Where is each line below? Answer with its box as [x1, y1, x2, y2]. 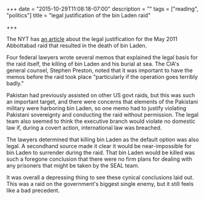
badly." [6, 80, 25, 87]
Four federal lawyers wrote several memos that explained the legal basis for [6, 54, 198, 61]
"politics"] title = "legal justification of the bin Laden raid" [6, 12, 151, 19]
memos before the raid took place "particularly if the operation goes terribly [6, 73, 198, 80]
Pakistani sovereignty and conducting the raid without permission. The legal [6, 111, 199, 118]
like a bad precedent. [6, 187, 60, 194]
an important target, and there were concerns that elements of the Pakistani [6, 98, 198, 105]
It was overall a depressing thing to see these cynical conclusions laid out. [6, 174, 195, 181]
